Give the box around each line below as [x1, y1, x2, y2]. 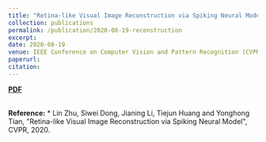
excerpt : [8, 33, 37, 42]
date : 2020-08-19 [8, 41, 66, 49]
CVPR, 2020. [8, 125, 51, 134]
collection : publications [8, 19, 93, 27]
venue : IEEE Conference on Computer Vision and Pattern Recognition [8, 48, 239, 56]
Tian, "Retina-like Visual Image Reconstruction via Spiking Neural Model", [8, 116, 248, 126]
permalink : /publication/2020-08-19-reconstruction [8, 26, 182, 34]
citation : [8, 63, 41, 71]
